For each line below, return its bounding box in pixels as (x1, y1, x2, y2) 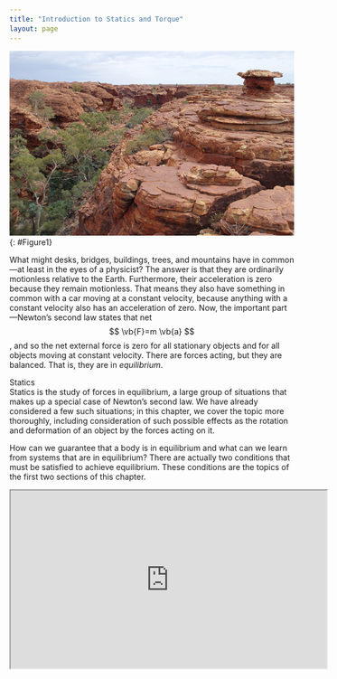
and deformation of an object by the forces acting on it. (9, 425, 215, 436)
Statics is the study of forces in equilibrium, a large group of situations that (9, 387, 287, 398)
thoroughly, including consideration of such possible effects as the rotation (9, 416, 289, 427)
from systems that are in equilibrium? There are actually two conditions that (9, 452, 291, 463)
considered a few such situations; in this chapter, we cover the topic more (9, 406, 285, 417)
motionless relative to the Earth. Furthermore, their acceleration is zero (9, 274, 273, 285)
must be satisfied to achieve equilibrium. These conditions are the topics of (9, 462, 290, 473)
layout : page (9, 24, 59, 33)
